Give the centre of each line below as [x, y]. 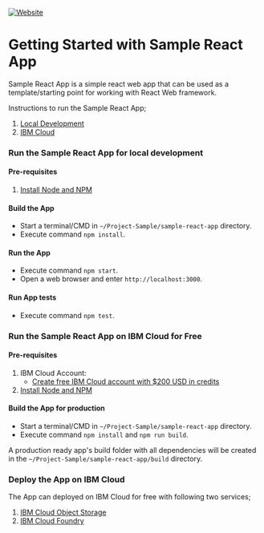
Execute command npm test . [67, 315]
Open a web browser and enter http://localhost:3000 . [111, 279]
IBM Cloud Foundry [52, 521]
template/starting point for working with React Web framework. [113, 92]
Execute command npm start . [69, 271]
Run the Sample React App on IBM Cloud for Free [105, 336]
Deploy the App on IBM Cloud [67, 479]
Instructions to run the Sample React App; [77, 107]
